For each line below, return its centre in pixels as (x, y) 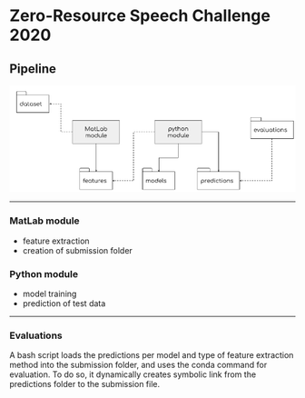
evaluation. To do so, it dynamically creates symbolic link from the (133, 374)
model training (49, 294)
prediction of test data (64, 303)
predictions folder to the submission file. (85, 384)
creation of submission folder (78, 250)
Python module (44, 274)
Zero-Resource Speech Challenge (140, 16)
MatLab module (44, 221)
